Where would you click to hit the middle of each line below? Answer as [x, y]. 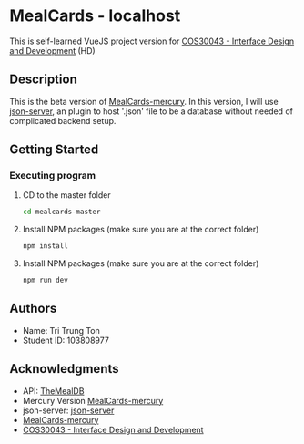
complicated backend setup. [63, 120]
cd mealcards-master [61, 212]
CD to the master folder [66, 195]
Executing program [53, 176]
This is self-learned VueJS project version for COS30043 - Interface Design [152, 41]
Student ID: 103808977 [66, 340]
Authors [33, 309]
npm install [45, 246]
